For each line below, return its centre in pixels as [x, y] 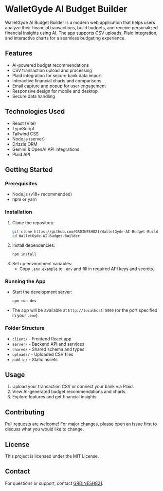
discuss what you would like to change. [45, 429]
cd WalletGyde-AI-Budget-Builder [46, 236]
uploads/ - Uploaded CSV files [43, 354]
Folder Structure [25, 328]
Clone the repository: [33, 222]
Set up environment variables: [42, 264]
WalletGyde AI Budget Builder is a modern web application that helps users [80, 22]
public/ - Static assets [35, 359]
